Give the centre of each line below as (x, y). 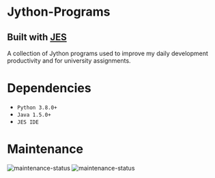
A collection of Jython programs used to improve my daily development (107, 53)
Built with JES (37, 37)
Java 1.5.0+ (34, 115)
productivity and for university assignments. (69, 61)
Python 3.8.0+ (37, 107)
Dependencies (49, 88)
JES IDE (28, 122)
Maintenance (45, 149)
